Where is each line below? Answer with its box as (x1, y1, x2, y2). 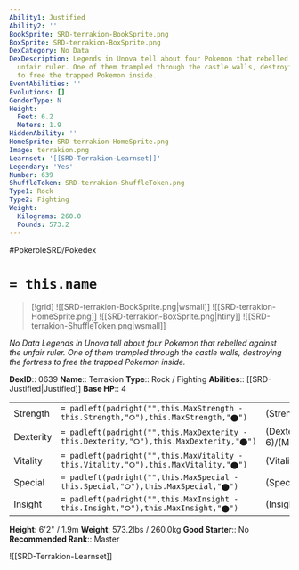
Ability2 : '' (9, 21, 58, 30)
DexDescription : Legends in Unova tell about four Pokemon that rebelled (9, 54, 289, 63)
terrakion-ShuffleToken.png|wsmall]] (30, 321, 166, 331)
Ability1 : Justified (9, 12, 86, 22)
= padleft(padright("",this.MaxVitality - (61, 451, 243, 461)
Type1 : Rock (9, 187, 53, 196)
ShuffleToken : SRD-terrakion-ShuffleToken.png (9, 179, 185, 188)
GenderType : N (9, 95, 62, 105)
